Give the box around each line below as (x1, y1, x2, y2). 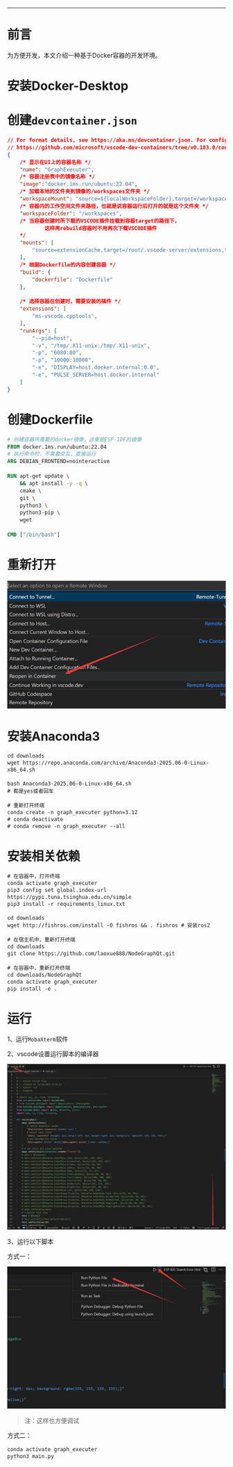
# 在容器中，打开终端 (7, 873, 60, 880)
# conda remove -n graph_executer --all (7, 823, 126, 830)
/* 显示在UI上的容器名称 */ (19, 159, 92, 165)
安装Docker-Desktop (7, 78, 129, 94)
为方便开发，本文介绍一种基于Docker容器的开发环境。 (7, 51, 162, 59)
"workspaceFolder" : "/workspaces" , (19, 210, 123, 217)
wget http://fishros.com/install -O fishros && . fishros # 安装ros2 (7, 922, 210, 929)
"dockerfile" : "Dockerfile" (32, 276, 113, 283)
